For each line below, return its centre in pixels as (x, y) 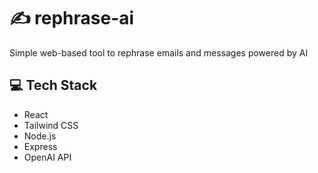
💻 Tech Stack (53, 85)
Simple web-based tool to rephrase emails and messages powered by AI (159, 52)
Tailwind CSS (51, 125)
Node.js (40, 136)
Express (40, 146)
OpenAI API (47, 157)
